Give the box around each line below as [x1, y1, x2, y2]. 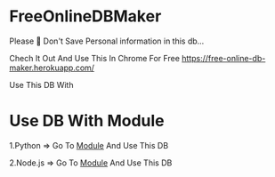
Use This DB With [9, 79, 74, 90]
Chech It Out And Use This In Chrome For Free [9, 52, 181, 63]
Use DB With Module [9, 111, 165, 131]
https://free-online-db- [181, 52, 266, 63]
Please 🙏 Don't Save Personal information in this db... [9, 36, 205, 46]
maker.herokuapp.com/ [9, 62, 95, 73]
